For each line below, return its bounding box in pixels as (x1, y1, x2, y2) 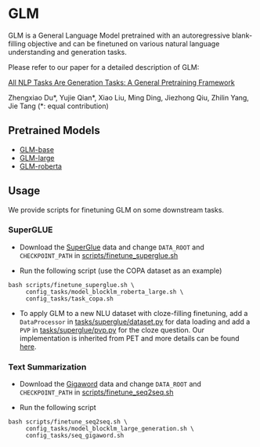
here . (19, 342, 37, 351)
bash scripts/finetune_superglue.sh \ (8, 281, 135, 289)
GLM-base (19, 144, 55, 154)
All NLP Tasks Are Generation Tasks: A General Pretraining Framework (8, 78, 235, 87)
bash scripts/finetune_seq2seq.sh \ (8, 418, 128, 426)
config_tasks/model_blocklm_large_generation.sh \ (25, 425, 194, 433)
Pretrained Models (8, 124, 100, 137)
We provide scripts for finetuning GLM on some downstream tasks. (8, 205, 225, 214)
